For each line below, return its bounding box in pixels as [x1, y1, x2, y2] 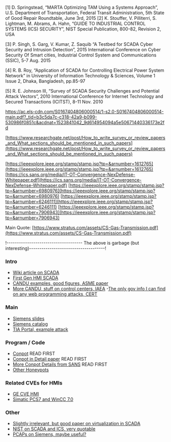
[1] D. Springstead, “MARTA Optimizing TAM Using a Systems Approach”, [5, 5, 159, 10]
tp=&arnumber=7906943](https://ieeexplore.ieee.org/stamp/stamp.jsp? [5, 210, 156, 215]
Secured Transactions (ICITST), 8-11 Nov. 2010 [5, 99, 103, 105]
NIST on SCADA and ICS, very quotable [12, 426, 96, 432]
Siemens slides [12, 315, 45, 321]
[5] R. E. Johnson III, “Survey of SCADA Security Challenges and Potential [5, 88, 160, 94]
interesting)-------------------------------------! [5, 245, 107, 251]
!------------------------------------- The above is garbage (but [5, 240, 139, 246]
